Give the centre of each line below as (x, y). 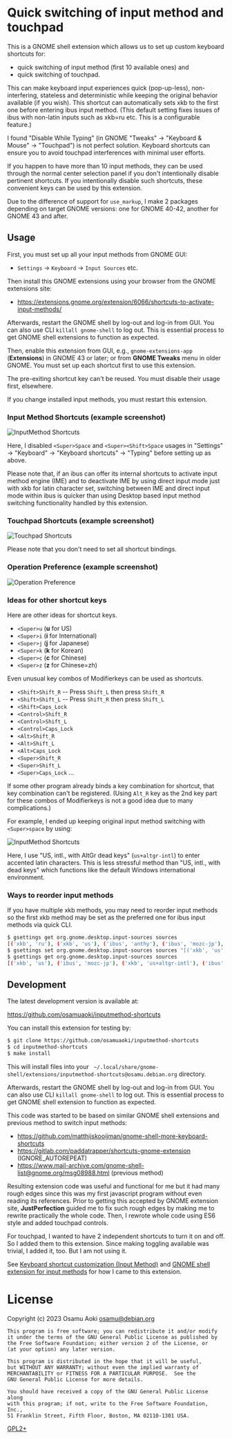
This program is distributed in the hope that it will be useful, (105, 1361)
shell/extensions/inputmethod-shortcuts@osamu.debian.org (92, 1075)
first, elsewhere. (30, 386)
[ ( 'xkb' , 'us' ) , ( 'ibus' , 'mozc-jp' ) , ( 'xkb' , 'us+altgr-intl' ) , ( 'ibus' (116, 963)
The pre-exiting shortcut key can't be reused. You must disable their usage (114, 378)
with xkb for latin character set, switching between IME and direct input (109, 489)
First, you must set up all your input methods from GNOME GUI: (97, 254)
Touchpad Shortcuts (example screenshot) (81, 520)
